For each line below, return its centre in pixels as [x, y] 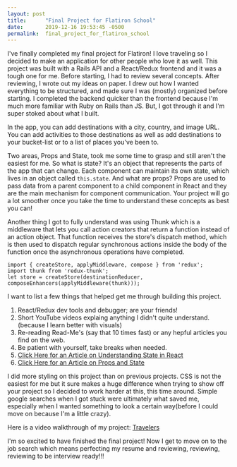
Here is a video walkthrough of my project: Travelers [84, 427]
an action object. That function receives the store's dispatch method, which [117, 237]
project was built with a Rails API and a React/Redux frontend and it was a [115, 68]
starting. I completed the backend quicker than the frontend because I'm [113, 99]
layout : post [26, 14]
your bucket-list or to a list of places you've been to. [83, 142]
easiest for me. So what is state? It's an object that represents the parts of [115, 164]
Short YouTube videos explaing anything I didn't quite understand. [114, 317]
